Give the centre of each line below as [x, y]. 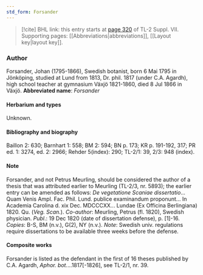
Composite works [29, 245]
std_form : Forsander [33, 12]
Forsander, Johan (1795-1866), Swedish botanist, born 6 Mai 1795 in [91, 71]
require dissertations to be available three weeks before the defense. [93, 231]
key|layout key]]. [42, 42]
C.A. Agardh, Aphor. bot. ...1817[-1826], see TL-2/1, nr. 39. [77, 265]
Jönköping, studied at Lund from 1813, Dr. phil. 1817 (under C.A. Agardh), [97, 77]
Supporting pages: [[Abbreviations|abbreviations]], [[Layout [96, 36]
